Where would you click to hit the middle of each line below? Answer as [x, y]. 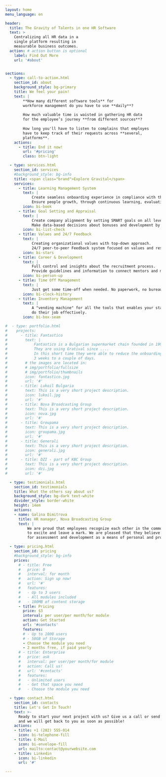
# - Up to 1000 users [45, 634]
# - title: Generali [32, 441]
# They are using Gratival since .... [57, 349]
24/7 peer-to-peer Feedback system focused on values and [92, 248]
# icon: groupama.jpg [35, 432]
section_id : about [33, 83]
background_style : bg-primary [45, 87]
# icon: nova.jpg [31, 414]
